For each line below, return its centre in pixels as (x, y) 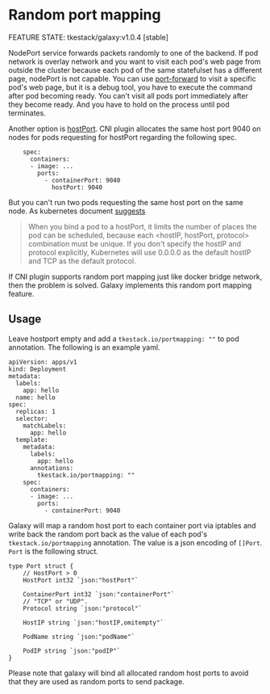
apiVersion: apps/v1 (43, 362)
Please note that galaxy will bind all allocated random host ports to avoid (129, 673)
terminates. (27, 113)
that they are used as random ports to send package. (97, 681)
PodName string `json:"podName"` (79, 637)
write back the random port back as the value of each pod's (108, 534)
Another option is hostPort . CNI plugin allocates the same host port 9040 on (135, 128)
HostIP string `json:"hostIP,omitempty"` (93, 622)
